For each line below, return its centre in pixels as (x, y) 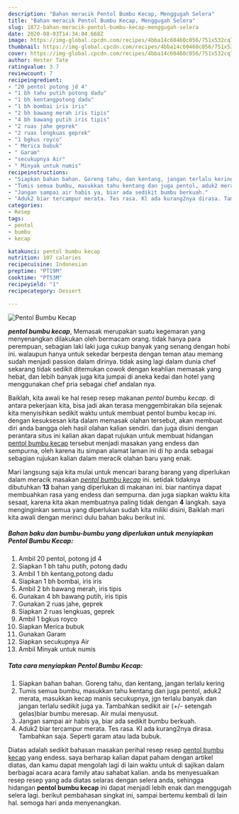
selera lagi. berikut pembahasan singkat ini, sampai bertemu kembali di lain (118, 796)
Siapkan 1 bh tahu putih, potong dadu (73, 566)
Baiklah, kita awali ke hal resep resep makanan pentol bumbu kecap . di (112, 398)
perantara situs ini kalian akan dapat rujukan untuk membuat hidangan (111, 435)
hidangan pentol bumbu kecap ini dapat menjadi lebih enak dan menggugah (120, 788)
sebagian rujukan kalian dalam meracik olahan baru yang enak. (100, 458)
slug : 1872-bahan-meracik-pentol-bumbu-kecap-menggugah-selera (104, 27)
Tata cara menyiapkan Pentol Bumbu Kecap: (76, 666)
